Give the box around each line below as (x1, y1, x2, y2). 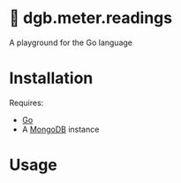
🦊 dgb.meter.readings (9, 8, 173, 28)
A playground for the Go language (9, 37, 132, 48)
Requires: (9, 97, 44, 108)
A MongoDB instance (21, 124, 100, 134)
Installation (9, 68, 94, 88)
